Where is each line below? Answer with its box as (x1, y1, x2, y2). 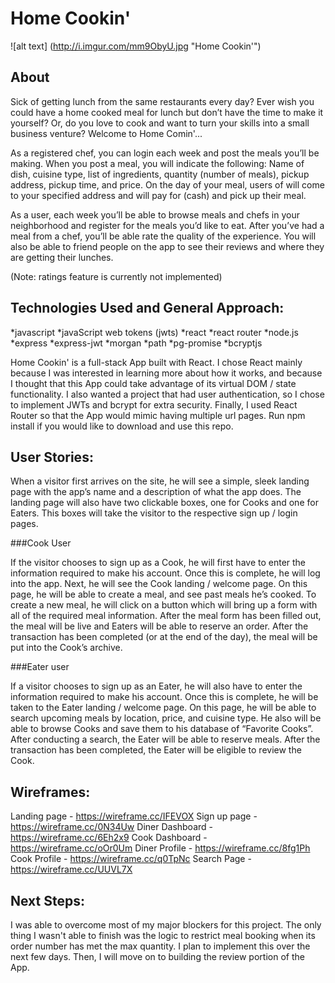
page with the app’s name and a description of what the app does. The (10, 486, 302, 498)
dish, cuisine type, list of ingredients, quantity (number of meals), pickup (10, 168, 310, 180)
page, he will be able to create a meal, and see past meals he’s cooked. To (10, 588, 317, 601)
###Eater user (10, 661, 70, 673)
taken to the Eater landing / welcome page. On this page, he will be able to (10, 702, 317, 714)
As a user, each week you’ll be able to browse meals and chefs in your (10, 208, 300, 221)
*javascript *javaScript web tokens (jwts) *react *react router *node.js (10, 326, 299, 338)
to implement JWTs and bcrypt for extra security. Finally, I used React (10, 398, 298, 411)
